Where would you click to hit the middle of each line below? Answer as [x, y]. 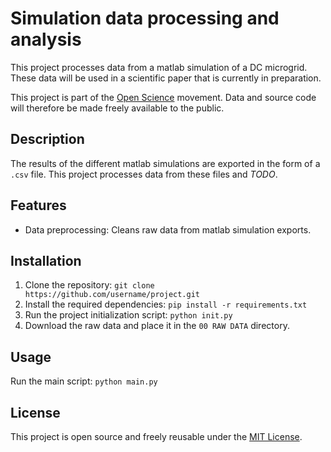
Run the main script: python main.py [84, 381]
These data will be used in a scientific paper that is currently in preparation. [166, 78]
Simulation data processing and [145, 18]
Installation [46, 260]
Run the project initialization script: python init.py [128, 315]
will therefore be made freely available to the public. [117, 108]
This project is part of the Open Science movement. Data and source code [163, 97]
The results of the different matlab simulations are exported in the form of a [165, 163]
